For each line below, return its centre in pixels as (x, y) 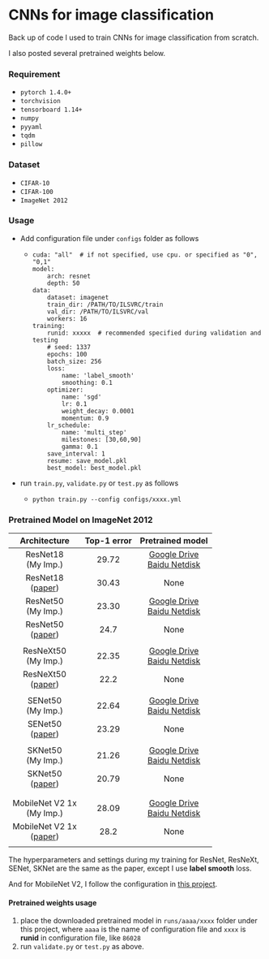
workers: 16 (67, 318)
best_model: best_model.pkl (94, 468)
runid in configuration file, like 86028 (81, 938)
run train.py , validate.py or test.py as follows (99, 483)
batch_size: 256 (75, 361)
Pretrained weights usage (53, 902)
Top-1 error (108, 541)
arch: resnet (69, 276)
